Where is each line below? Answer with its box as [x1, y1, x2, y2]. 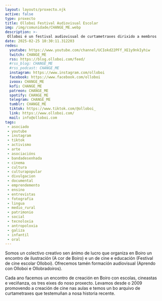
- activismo [7, 143, 31, 147]
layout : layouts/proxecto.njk [5, 7, 66, 12]
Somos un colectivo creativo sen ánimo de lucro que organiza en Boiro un [5, 250, 152, 256]
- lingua [7, 201, 25, 206]
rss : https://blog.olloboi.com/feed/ [9, 57, 86, 62]
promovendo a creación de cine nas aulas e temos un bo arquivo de [5, 285, 140, 291]
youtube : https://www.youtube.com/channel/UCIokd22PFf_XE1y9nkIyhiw [9, 48, 150, 52]
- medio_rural [7, 206, 36, 210]
